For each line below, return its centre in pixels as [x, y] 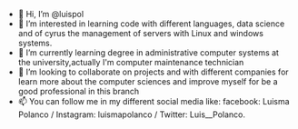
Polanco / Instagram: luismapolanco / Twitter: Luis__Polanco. [132, 114]
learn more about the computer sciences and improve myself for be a [148, 81]
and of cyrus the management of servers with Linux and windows [140, 33]
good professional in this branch [79, 91]
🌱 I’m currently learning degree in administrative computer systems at [149, 53]
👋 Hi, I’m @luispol [51, 14]
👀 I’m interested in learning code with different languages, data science [151, 24]
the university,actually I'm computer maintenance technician [131, 62]
